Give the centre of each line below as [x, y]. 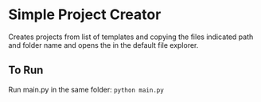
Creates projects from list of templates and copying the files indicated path [131, 37]
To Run [26, 71]
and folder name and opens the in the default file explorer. [103, 45]
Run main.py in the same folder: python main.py [86, 89]
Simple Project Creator [85, 15]
